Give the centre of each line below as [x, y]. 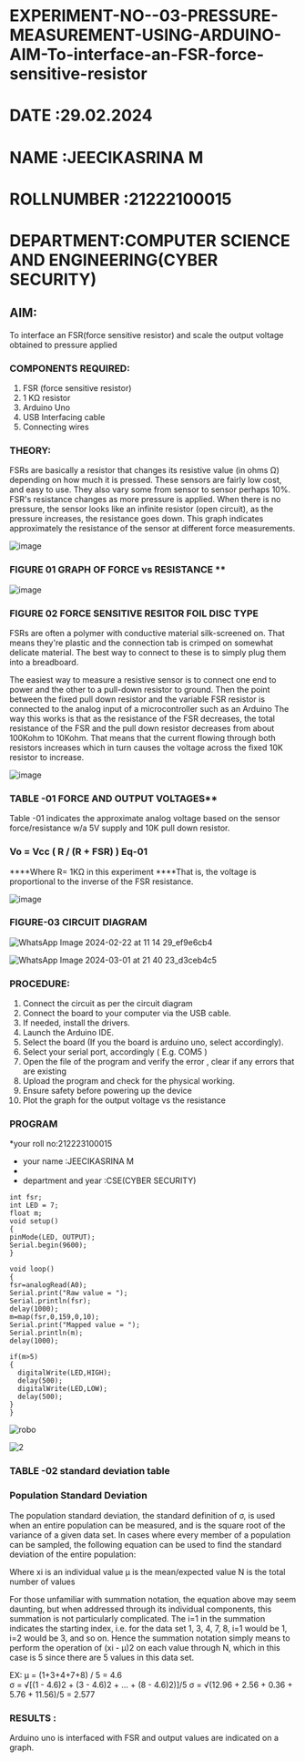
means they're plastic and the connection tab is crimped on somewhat [142, 643]
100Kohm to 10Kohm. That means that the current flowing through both [142, 737]
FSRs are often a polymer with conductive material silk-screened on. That [147, 633]
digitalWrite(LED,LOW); [62, 1389]
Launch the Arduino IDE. [68, 1033]
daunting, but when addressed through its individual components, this [141, 1609]
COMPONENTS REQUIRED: [70, 368]
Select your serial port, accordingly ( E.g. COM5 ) [115, 1052]
